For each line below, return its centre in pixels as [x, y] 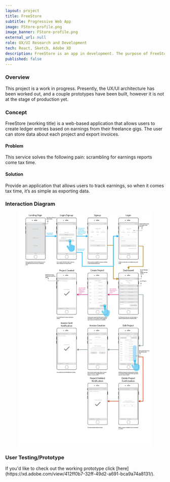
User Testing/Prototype [35, 457]
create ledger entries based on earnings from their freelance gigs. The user [84, 129]
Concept [16, 112]
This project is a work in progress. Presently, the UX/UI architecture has [80, 88]
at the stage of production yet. [37, 99]
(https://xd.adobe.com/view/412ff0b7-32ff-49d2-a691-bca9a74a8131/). [80, 474]
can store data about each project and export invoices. [62, 134]
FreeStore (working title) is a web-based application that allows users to [80, 123]
